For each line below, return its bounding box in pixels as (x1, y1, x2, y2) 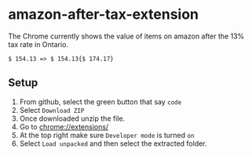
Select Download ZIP (19, 105, 85, 114)
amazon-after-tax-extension (8, 5, 199, 24)
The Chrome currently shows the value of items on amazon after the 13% (8, 31, 245, 41)
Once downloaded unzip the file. (19, 114, 126, 123)
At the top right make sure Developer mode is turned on (19, 130, 195, 140)
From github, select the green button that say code (19, 96, 182, 107)
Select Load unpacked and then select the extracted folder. (19, 139, 207, 148)
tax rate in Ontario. (8, 39, 69, 49)
